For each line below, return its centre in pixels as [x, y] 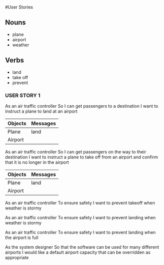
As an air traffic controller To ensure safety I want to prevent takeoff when [80, 203]
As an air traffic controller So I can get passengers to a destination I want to [82, 106]
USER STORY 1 [23, 95]
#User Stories [19, 7]
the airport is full [22, 237]
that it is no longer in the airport [37, 162]
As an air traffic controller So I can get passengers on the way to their [76, 151]
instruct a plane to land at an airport [41, 111]
